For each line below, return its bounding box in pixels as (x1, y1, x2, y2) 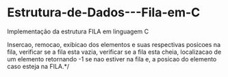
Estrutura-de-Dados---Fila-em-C (7, 5, 201, 20)
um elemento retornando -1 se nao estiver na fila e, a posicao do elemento (7, 55, 217, 63)
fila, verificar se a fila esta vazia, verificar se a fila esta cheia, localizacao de (7, 48, 222, 56)
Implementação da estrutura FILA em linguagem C (7, 27, 149, 35)
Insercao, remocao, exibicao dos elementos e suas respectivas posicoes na (7, 40, 221, 48)
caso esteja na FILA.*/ (7, 62, 70, 70)
